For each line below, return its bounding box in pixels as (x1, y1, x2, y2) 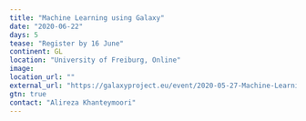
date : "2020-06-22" (9, 22, 84, 31)
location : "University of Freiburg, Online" (9, 55, 181, 65)
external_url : (9, 81, 64, 90)
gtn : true (9, 89, 47, 98)
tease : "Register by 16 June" (9, 38, 125, 48)
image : (9, 65, 35, 74)
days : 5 (9, 30, 39, 39)
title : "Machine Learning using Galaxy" (9, 13, 166, 23)
